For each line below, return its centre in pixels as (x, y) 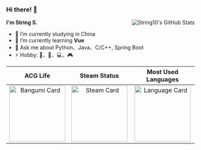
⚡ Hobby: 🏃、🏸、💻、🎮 (44, 55)
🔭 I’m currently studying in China (55, 34)
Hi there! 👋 (22, 10)
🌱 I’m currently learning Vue (50, 41)
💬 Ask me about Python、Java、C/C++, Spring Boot (79, 48)
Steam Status (100, 76)
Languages (163, 79)
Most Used (162, 72)
